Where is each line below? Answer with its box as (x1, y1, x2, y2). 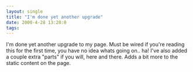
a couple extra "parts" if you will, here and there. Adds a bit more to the (6, 53, 178, 60)
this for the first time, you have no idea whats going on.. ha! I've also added (6, 47, 188, 54)
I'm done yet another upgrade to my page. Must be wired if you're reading (6, 41, 185, 48)
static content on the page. (6, 60, 71, 67)
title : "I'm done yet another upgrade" (6, 14, 104, 20)
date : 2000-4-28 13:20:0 (6, 19, 67, 25)
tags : (6, 25, 19, 31)
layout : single (6, 8, 43, 15)
